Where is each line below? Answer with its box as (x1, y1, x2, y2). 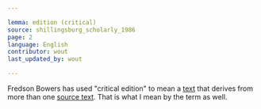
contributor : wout (7, 48, 68, 56)
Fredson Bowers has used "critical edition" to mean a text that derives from (7, 84, 253, 93)
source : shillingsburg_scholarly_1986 (7, 25, 136, 34)
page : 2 (7, 33, 33, 41)
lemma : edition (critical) (7, 18, 97, 26)
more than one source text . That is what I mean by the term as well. (7, 92, 228, 101)
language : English (7, 40, 68, 48)
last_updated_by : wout (7, 55, 83, 63)
